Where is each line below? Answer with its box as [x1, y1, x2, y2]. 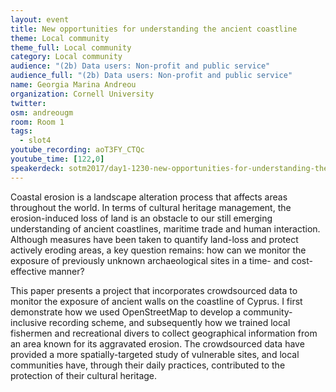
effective [10, 265, 47, 277]
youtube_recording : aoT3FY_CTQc [10, 145, 145, 155]
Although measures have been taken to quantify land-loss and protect [10, 233, 299, 245]
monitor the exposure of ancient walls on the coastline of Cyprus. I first [10, 295, 303, 307]
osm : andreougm [10, 107, 74, 118]
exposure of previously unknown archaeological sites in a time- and [10, 254, 290, 266]
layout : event [10, 14, 70, 25]
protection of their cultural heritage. [10, 369, 158, 381]
